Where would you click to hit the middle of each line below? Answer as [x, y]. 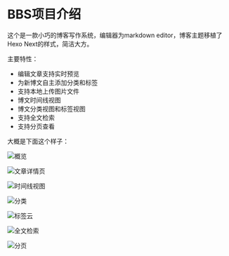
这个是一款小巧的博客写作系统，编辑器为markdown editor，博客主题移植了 [115, 35]
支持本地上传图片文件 [48, 91]
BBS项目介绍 [44, 14]
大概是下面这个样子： [38, 141]
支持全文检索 [36, 117]
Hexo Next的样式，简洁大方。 [50, 43]
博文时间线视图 [39, 100]
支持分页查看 [36, 126]
